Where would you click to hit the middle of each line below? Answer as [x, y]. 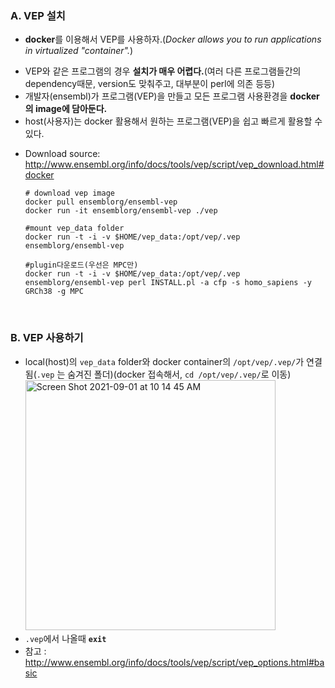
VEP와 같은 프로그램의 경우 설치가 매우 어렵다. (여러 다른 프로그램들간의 [163, 71]
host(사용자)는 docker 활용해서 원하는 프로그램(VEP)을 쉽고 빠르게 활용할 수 [173, 121]
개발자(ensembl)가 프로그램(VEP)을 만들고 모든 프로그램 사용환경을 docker [172, 96]
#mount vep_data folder [74, 228]
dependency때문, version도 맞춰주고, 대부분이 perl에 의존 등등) [150, 84]
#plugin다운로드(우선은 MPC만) [81, 265]
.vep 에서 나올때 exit [65, 638]
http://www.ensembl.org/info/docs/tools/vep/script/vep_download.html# [174, 164]
